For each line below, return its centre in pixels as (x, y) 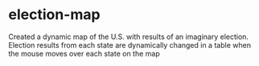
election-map (54, 15)
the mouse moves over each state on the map (84, 53)
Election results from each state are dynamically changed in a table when (130, 45)
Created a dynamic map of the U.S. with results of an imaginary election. (129, 37)
